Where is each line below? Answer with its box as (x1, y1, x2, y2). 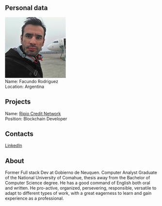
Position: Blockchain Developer (5, 116, 67, 121)
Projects (5, 98, 31, 106)
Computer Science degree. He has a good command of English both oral (5, 180, 150, 186)
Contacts (5, 130, 34, 138)
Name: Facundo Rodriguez (5, 78, 59, 84)
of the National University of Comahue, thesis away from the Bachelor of (5, 175, 150, 181)
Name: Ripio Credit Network (5, 110, 61, 116)
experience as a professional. (5, 195, 64, 201)
